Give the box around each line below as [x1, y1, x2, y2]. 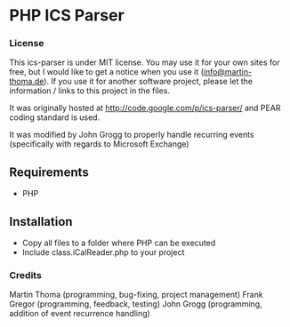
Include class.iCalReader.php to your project [21, 247, 185, 258]
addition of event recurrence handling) [9, 308, 151, 319]
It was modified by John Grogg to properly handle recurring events [9, 130, 255, 140]
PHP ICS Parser [9, 5, 125, 26]
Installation [9, 214, 73, 229]
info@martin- [203, 67, 252, 77]
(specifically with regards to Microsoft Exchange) [9, 139, 189, 149]
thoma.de [9, 76, 44, 87]
